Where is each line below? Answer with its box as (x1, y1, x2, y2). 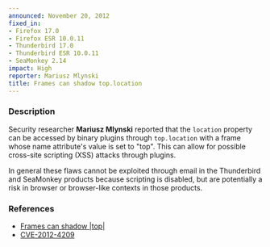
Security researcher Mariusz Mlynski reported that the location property (8, 124, 252, 134)
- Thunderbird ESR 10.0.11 (8, 49, 99, 57)
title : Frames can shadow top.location (8, 79, 143, 87)
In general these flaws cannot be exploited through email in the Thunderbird (8, 165, 261, 175)
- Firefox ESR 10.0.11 (8, 34, 85, 43)
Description (8, 106, 56, 117)
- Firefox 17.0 (8, 27, 60, 35)
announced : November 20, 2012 (8, 11, 110, 20)
